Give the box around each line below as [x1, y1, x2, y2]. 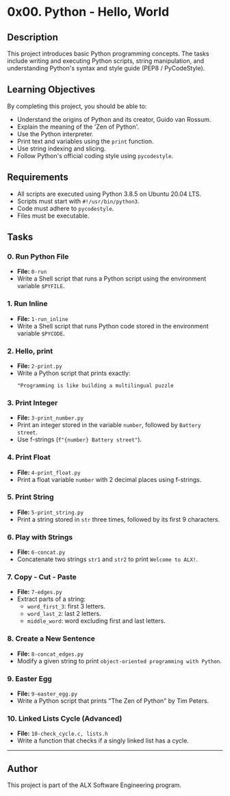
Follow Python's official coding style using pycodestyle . [16, 151, 173, 159]
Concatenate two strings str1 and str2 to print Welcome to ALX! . [16, 555, 199, 563]
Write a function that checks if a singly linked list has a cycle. [16, 736, 190, 745]
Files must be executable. [16, 211, 90, 220]
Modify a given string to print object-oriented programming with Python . [16, 656, 222, 665]
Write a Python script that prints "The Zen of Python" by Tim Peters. [16, 696, 209, 705]
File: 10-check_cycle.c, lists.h [16, 730, 108, 738]
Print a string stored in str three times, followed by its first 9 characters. [16, 515, 220, 524]
